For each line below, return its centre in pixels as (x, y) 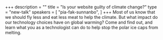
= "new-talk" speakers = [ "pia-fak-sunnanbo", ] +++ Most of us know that (80, 12)
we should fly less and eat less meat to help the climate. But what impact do (81, 17)
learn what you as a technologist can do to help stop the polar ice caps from (82, 27)
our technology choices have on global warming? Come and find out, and (79, 22)
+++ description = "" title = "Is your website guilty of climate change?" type (81, 7)
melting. (13, 33)
